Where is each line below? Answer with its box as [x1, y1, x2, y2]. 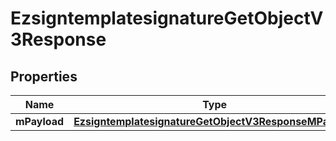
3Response [10, 28, 107, 51]
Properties [10, 68, 78, 85]
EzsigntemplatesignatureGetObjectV [10, 7, 324, 30]
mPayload [15, 115, 65, 128]
